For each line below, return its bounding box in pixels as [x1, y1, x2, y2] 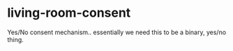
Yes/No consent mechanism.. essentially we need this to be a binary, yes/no [7, 28, 227, 36]
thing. [7, 35, 24, 43]
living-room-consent [7, 5, 131, 21]
